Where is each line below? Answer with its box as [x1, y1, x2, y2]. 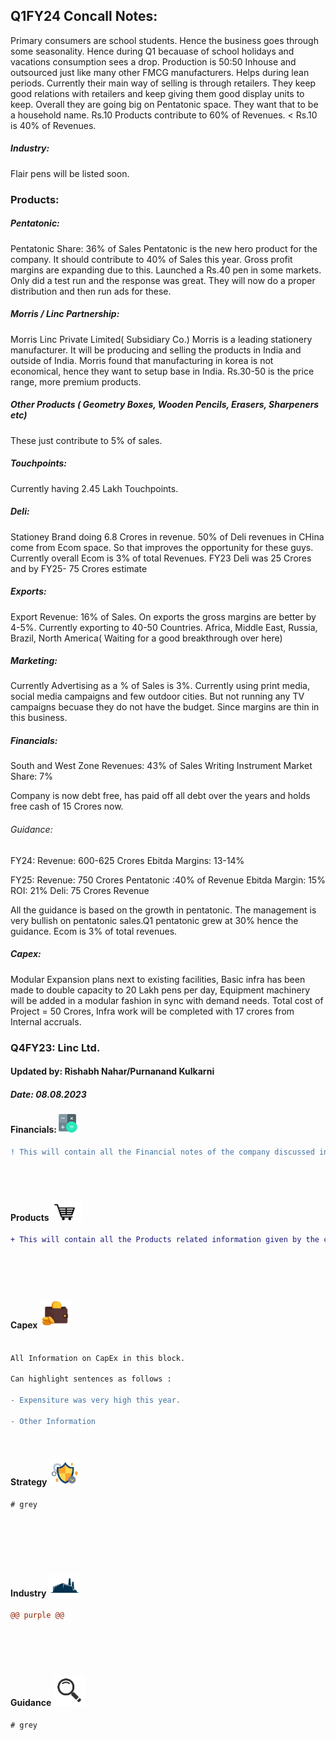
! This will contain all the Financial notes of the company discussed [10, 1147, 315, 1157]
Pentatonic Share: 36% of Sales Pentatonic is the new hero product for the [10, 242, 318, 254]
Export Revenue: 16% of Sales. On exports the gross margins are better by [10, 610, 317, 623]
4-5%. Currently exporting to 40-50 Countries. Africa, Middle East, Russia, [10, 621, 318, 633]
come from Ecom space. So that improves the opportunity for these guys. [10, 541, 314, 553]
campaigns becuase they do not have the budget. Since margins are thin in [10, 701, 320, 713]
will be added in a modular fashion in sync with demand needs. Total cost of [10, 994, 324, 1006]
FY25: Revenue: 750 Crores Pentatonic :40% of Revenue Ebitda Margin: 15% [10, 874, 326, 886]
